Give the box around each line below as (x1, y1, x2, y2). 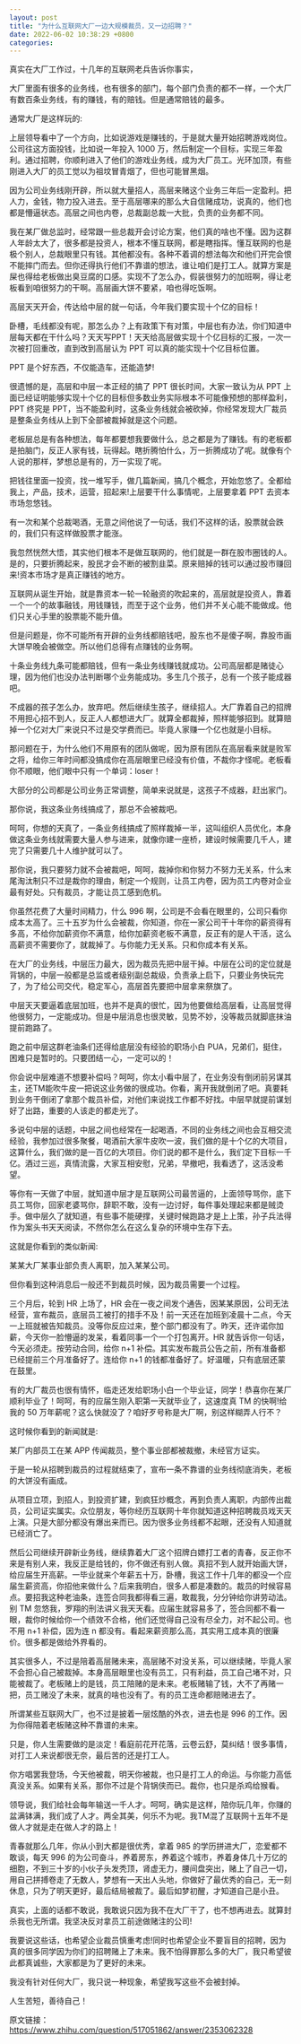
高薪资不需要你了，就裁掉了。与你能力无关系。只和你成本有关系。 (9, 939, 253, 951)
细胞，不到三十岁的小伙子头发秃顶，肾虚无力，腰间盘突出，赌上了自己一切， (9, 1863, 292, 1874)
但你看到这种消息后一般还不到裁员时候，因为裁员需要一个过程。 (9, 1279, 245, 1290)
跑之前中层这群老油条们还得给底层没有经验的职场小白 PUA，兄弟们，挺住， (9, 1041, 287, 1052)
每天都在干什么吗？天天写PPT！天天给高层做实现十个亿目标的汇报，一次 (16, 332, 284, 343)
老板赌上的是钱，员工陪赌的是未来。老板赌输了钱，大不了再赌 (47, 1678, 276, 1689)
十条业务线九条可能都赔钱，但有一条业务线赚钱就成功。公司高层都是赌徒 (9, 660, 276, 671)
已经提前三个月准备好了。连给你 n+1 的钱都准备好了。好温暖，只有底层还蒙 (9, 1354, 287, 1365)
